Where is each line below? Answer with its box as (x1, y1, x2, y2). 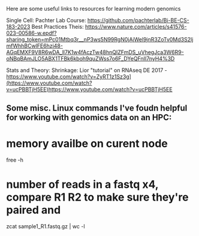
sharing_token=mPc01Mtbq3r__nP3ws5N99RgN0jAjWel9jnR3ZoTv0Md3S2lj (6, 36, 194, 43)
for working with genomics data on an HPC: (6, 112, 172, 123)
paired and (6, 203, 61, 217)
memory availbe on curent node (6, 136, 168, 150)
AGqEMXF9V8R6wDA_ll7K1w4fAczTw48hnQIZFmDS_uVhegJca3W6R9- (6, 49, 184, 56)
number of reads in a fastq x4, (6, 177, 159, 191)
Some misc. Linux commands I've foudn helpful (6, 103, 188, 113)
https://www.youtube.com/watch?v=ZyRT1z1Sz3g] (6, 73, 132, 80)
